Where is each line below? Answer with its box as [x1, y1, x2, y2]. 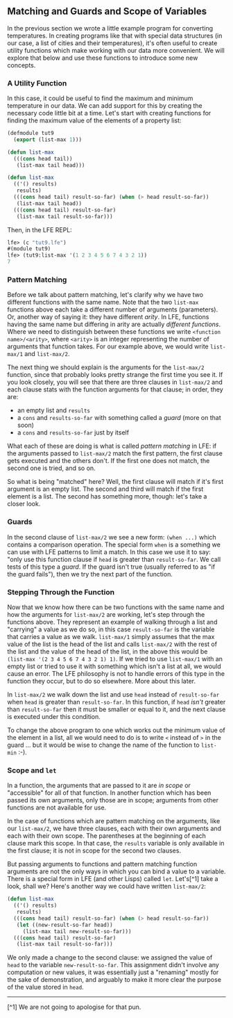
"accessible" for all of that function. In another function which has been [7, 789, 212, 797]
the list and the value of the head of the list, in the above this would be [7, 647, 208, 656]
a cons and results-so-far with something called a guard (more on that [17, 414, 222, 422]
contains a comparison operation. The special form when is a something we [7, 540, 221, 549]
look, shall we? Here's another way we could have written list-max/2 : [7, 882, 207, 891]
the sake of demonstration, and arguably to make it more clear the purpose [7, 976, 222, 984]
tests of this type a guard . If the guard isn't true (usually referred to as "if [7, 563, 216, 571]
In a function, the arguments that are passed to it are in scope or [7, 782, 191, 790]
